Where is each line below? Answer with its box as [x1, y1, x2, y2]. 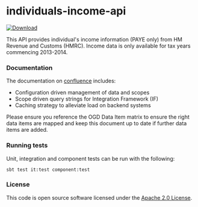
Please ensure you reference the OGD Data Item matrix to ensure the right [6, 113, 190, 121]
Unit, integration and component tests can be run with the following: [6, 155, 175, 162]
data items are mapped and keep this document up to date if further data [6, 120, 187, 127]
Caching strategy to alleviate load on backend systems [14, 102, 152, 109]
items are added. [6, 126, 48, 134]
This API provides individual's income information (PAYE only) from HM [6, 36, 182, 43]
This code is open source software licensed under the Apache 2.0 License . [6, 194, 193, 201]
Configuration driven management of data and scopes [14, 89, 150, 96]
